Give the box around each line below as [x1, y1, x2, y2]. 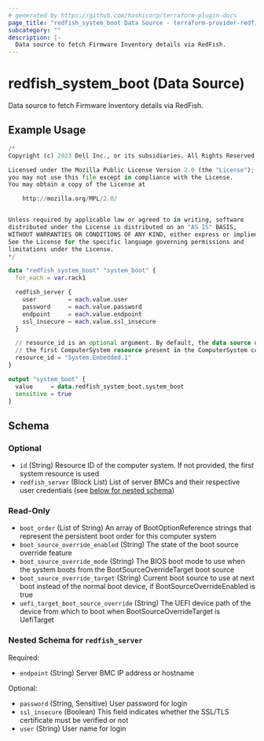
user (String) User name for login [19, 724, 126, 733]
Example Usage [8, 124, 86, 137]
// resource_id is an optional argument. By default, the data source [15, 339, 251, 347]
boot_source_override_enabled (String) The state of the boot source [19, 540, 240, 550]
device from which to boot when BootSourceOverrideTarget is [19, 607, 221, 617]
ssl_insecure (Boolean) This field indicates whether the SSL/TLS [19, 706, 229, 717]
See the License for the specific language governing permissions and [8, 238, 244, 246]
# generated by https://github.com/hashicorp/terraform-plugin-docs [8, 11, 237, 20]
